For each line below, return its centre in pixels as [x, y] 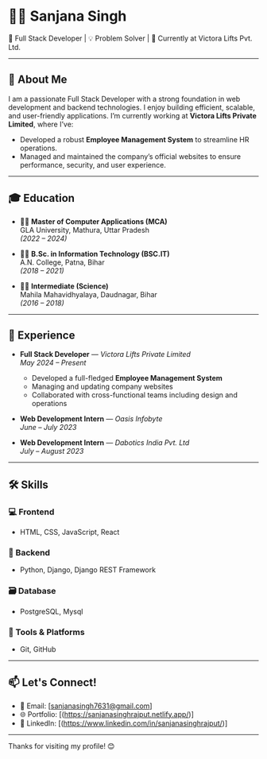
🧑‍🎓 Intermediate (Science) [64, 286]
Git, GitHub [38, 649]
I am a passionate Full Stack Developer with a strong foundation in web [124, 99]
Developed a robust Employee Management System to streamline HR [134, 139]
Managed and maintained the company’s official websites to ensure [130, 156]
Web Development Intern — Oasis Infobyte [91, 419]
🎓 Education [42, 198]
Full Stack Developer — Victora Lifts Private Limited [105, 354]
